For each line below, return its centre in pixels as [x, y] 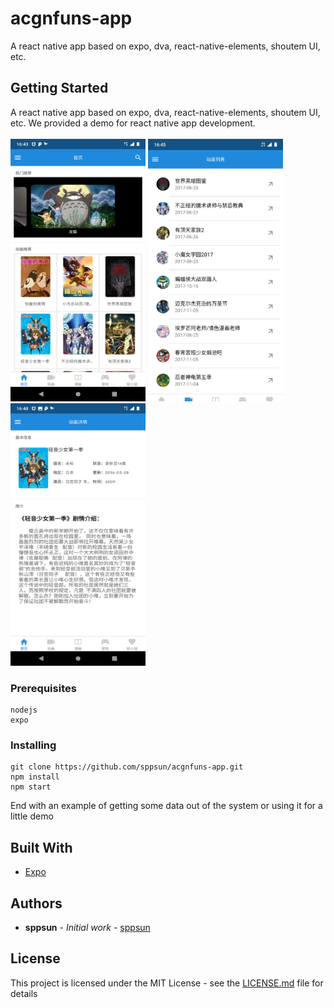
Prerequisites [43, 688]
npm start [31, 787]
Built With [41, 847]
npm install [35, 777]
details [24, 993]
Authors [36, 903]
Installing [33, 745]
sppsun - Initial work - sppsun [87, 927]
